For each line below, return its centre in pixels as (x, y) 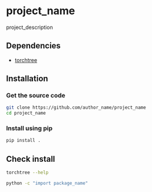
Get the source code (36, 96)
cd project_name (26, 113)
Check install (31, 159)
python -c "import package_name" (47, 183)
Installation (27, 79)
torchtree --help (27, 173)
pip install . (24, 141)
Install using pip (29, 128)
